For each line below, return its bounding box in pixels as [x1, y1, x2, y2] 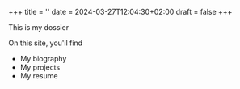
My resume [19, 71, 58, 80]
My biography [19, 54, 67, 63]
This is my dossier [8, 23, 69, 32]
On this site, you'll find [8, 38, 83, 48]
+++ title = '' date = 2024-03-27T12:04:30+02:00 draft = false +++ [8, 7, 233, 16]
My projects [19, 62, 61, 72]
